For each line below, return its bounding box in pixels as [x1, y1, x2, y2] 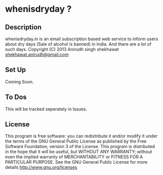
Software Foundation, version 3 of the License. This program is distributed [5, 144, 155, 150]
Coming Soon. [5, 78, 34, 84]
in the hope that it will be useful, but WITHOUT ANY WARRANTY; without [5, 149, 152, 155]
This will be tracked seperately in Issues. [5, 106, 87, 112]
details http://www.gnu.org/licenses [5, 164, 77, 170]
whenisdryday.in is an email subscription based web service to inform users [5, 36, 158, 42]
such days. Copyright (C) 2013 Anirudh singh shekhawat [5, 47, 119, 52]
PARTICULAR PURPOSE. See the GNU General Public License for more [5, 159, 148, 165]
